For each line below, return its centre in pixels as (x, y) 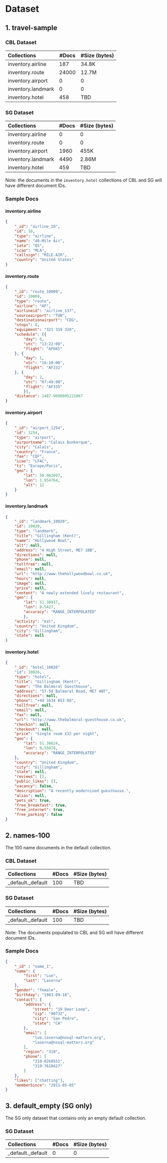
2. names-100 (28, 835)
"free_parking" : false (38, 815)
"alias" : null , (31, 796)
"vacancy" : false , (34, 786)
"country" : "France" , (37, 452)
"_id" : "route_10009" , (38, 292)
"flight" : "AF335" (43, 387)
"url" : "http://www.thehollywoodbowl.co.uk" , (64, 574)
